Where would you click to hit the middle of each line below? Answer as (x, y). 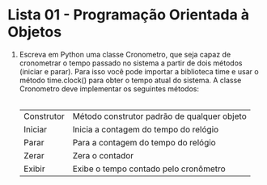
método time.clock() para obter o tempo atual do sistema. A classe (130, 80)
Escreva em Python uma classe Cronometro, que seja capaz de (125, 54)
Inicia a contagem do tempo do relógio (146, 129)
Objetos (35, 32)
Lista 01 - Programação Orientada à (129, 15)
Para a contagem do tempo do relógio (144, 142)
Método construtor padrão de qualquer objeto (160, 116)
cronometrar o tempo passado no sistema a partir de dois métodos (131, 63)
